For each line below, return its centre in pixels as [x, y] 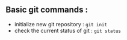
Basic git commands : [47, 10]
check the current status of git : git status [68, 30]
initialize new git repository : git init [61, 24]
